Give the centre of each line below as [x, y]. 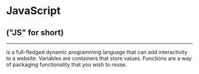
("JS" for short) [35, 33]
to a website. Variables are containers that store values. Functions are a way [99, 58]
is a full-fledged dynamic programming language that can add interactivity [97, 52]
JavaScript [33, 11]
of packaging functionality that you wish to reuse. [67, 65]
